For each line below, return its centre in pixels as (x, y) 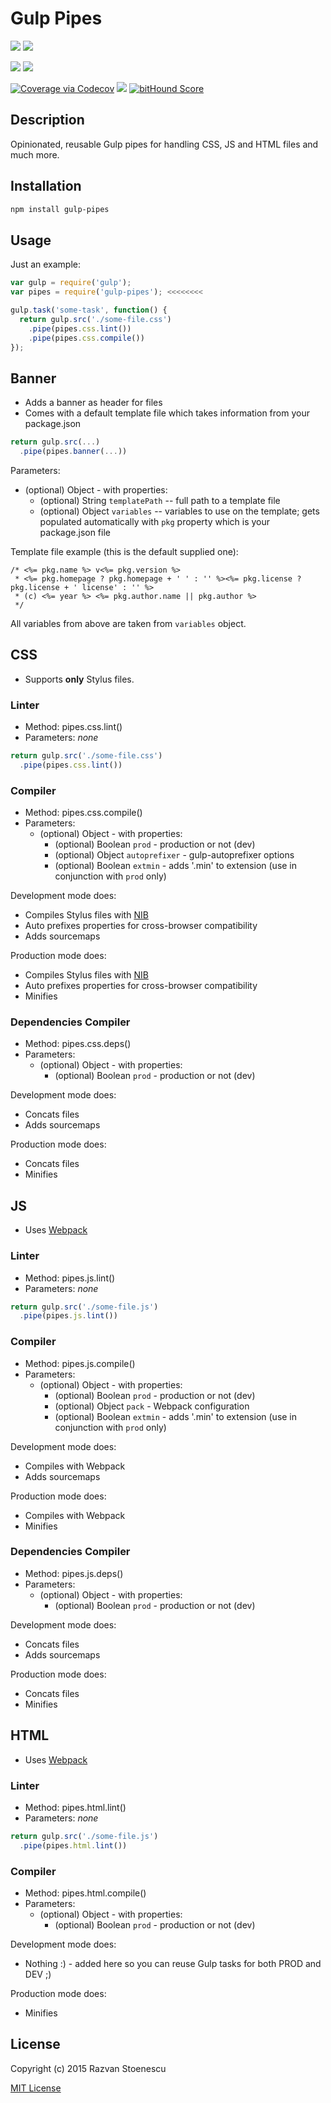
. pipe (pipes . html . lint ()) (73, 1845)
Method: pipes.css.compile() (83, 813)
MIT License (36, 2088)
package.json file (75, 532)
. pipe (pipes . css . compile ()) (86, 338)
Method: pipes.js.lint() (70, 1278)
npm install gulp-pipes (60, 209)
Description (47, 120)
